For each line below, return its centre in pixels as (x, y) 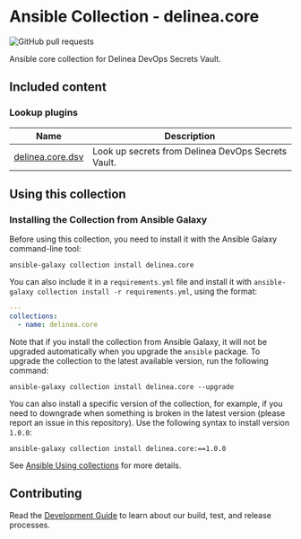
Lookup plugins (44, 112)
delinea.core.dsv (49, 156)
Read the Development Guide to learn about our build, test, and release (140, 515)
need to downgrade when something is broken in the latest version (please (147, 413)
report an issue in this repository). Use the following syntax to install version (149, 422)
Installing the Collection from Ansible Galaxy (108, 219)
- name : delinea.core (58, 325)
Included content (58, 87)
